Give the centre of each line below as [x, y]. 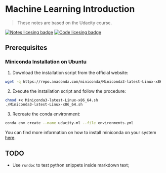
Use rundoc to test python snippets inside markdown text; [71, 165]
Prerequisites [26, 48]
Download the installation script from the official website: [70, 72]
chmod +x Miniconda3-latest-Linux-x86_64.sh [52, 100]
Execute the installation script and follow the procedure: [69, 91]
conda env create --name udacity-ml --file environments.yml [69, 123]
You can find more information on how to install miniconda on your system [81, 133]
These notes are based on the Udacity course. [64, 23]
